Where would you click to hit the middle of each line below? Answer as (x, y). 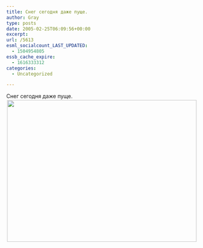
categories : (21, 68)
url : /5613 (20, 40)
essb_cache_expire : (31, 57)
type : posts (21, 23)
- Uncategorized (32, 74)
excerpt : (17, 34)
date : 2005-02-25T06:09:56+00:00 (48, 29)
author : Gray (23, 18)
